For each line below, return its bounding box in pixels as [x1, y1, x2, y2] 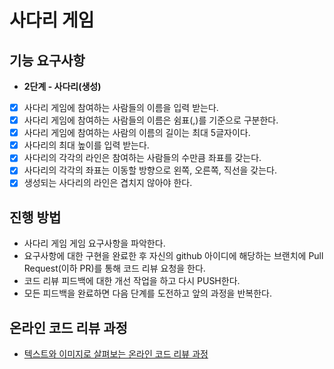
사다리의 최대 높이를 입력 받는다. [23, 139, 150, 151]
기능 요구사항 [9, 52, 86, 69]
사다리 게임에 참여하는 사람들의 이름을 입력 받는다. [23, 102, 219, 113]
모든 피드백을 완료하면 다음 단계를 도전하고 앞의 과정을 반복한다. [23, 287, 272, 300]
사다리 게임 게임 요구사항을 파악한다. [23, 237, 166, 250]
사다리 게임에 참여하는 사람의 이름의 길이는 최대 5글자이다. [23, 127, 251, 139]
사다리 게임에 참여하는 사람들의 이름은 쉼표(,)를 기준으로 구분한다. [23, 114, 279, 126]
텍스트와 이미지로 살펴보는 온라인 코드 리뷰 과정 [23, 348, 209, 360]
